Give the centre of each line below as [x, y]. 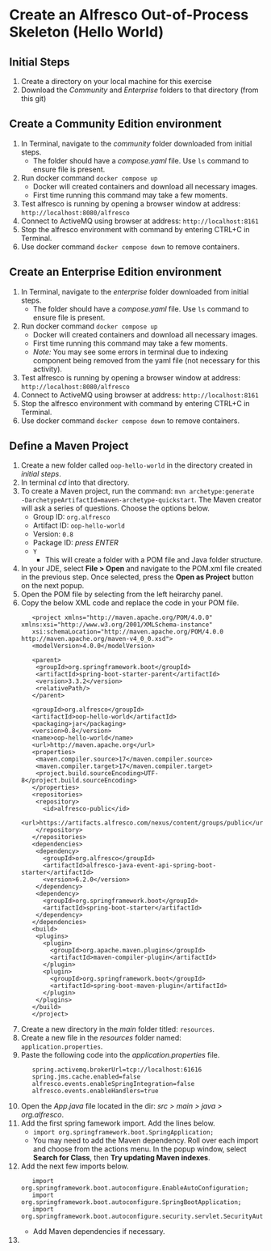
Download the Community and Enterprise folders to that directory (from [140, 90]
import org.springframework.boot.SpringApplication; [123, 1133]
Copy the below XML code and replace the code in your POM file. [130, 603]
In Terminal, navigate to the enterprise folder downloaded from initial [135, 291]
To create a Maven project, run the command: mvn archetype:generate [138, 491]
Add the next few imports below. [75, 1166]
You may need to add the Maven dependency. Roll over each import [146, 1141]
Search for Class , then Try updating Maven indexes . [121, 1158]
